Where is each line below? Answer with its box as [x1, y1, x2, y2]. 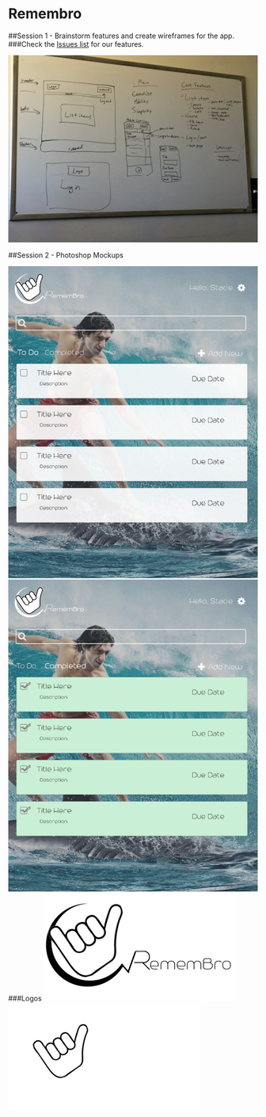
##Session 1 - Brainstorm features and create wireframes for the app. [8, 31, 235, 40]
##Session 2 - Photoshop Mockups [8, 250, 124, 260]
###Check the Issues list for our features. [8, 39, 144, 48]
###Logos [8, 993, 42, 1003]
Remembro [8, 5, 82, 23]
